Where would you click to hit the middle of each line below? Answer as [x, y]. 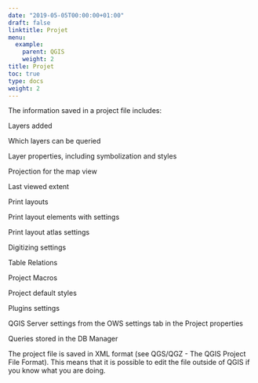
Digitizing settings [37, 247]
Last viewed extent [38, 187]
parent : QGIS [44, 52]
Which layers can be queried [55, 141]
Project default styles [42, 293]
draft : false [29, 23]
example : [29, 45]
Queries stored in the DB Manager [63, 339]
